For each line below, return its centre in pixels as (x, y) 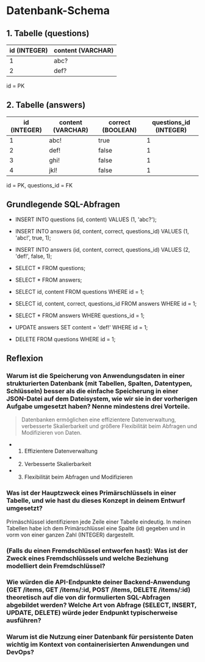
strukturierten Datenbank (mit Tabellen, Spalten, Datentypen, (99, 383)
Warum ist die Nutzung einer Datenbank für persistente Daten (100, 637)
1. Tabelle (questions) (48, 33)
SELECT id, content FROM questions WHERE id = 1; (80, 292)
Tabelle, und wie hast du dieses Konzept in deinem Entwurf (96, 501)
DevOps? (20, 652)
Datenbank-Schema (58, 11)
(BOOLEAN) (120, 130)
